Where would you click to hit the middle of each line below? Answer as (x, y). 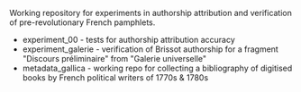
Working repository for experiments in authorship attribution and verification (151, 13)
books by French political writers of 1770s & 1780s (115, 78)
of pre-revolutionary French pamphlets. (82, 22)
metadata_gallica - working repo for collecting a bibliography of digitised (157, 68)
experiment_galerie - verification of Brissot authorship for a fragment (150, 49)
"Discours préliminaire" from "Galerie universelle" (114, 59)
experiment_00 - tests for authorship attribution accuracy (129, 40)
